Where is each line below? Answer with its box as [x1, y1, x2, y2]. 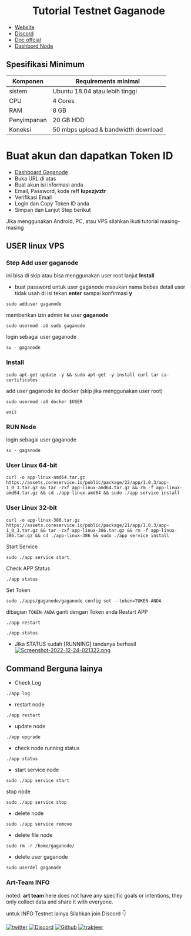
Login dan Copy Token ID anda [14, 199, 90, 207]
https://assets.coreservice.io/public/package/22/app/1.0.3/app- [6, 480, 169, 486]
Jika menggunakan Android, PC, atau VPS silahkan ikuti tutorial [6, 217, 159, 225]
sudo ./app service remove [6, 822, 72, 827]
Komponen [12, 77, 44, 85]
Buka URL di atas [14, 175, 56, 182]
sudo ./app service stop [6, 800, 67, 806]
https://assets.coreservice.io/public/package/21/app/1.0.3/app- [6, 522, 169, 528]
